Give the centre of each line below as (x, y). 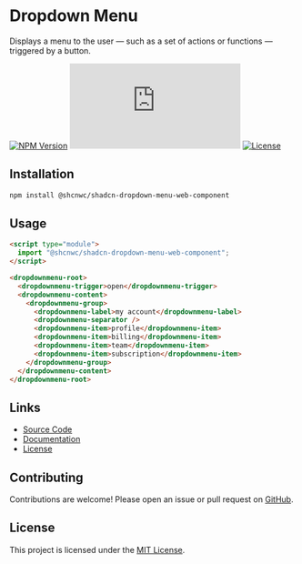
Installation (42, 174)
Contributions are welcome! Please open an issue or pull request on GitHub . (151, 499)
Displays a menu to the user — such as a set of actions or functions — (141, 41)
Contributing (46, 477)
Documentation (51, 439)
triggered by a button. (50, 50)
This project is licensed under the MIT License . (97, 549)
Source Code (47, 429)
